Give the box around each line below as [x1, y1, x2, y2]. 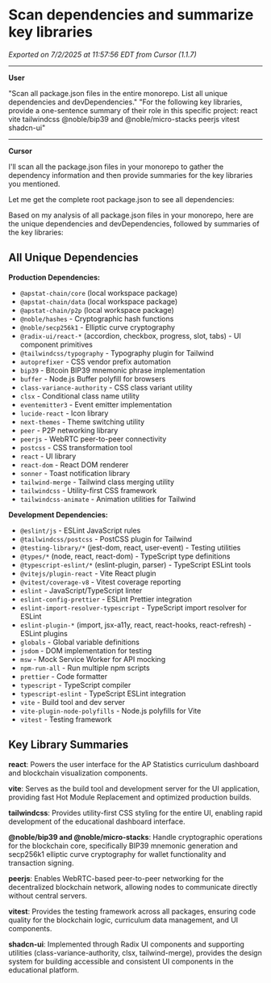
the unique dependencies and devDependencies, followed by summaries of [8, 218, 260, 228]
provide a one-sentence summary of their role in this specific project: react [8, 105, 258, 115]
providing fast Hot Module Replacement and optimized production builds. [8, 792, 252, 802]
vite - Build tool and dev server [19, 697, 126, 707]
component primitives [19, 340, 93, 349]
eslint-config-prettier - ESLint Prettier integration [19, 594, 192, 604]
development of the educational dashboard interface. [8, 816, 186, 826]
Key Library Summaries [8, 738, 129, 752]
